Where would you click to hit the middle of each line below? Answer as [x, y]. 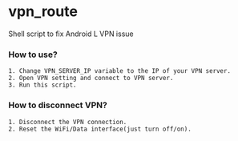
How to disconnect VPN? [58, 105]
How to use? [33, 54]
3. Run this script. [43, 85]
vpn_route [43, 12]
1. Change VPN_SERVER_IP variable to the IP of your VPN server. [119, 71]
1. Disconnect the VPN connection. [68, 122]
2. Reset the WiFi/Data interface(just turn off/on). [100, 129]
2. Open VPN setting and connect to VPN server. [91, 79]
